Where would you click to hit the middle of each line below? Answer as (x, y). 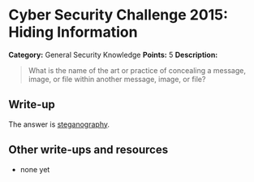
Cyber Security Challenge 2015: (118, 15)
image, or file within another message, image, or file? (117, 79)
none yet (35, 169)
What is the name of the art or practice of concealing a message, (137, 70)
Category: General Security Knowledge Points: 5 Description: (113, 54)
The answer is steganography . (59, 124)
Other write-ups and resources (88, 150)
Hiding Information (73, 32)
